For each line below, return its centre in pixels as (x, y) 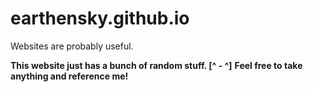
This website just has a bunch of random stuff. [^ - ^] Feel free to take (156, 65)
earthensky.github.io (100, 18)
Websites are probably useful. (72, 46)
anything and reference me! (69, 76)
